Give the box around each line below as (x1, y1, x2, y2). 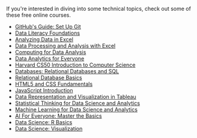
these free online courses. (6, 11, 71, 19)
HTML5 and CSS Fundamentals (14, 80, 93, 88)
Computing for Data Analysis (14, 49, 86, 56)
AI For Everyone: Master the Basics (14, 112, 102, 119)
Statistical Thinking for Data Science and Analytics (14, 100, 140, 107)
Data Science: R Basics (14, 119, 73, 125)
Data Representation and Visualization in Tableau (14, 93, 136, 100)
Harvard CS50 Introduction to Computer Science (14, 61, 136, 68)
